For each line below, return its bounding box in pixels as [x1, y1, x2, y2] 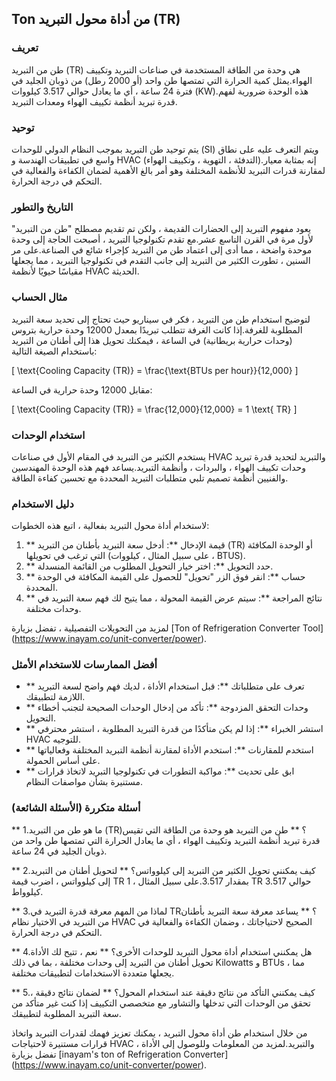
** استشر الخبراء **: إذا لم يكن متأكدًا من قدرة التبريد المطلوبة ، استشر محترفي [25, 723, 324, 735]
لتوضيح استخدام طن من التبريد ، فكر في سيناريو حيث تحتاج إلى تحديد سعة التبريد [11, 313, 311, 325]
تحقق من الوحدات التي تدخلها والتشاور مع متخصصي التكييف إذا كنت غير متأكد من [11, 997, 312, 1009]
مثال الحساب [11, 290, 68, 304]
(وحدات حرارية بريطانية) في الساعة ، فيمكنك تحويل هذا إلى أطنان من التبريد [11, 334, 293, 346]
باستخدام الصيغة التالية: [11, 345, 98, 357]
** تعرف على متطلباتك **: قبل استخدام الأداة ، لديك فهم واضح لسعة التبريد [25, 680, 305, 692]
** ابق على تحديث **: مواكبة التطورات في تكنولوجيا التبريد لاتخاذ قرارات [25, 765, 295, 777]
